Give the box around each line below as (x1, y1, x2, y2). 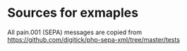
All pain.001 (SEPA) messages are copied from (7, 28, 143, 36)
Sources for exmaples (7, 5, 139, 21)
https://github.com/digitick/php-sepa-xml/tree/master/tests (7, 35, 180, 43)
